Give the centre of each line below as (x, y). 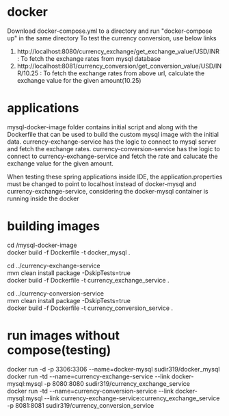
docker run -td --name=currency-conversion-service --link (91, 391)
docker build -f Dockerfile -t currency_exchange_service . (88, 280)
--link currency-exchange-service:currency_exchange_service (132, 398)
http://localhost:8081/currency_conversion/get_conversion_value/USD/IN (119, 66)
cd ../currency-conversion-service (56, 293)
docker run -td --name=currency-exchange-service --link (89, 376)
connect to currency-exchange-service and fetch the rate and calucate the (113, 156)
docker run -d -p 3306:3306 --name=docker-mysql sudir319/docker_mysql (113, 369)
